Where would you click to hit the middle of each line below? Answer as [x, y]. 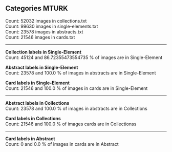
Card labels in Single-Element [38, 83]
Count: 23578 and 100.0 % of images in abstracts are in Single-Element [81, 73]
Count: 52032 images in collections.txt [46, 21]
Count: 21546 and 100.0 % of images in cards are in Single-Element [77, 88]
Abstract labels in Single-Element [42, 67]
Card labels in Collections [33, 118]
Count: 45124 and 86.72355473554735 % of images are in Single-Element [84, 57]
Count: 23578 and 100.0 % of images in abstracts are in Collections [76, 108]
